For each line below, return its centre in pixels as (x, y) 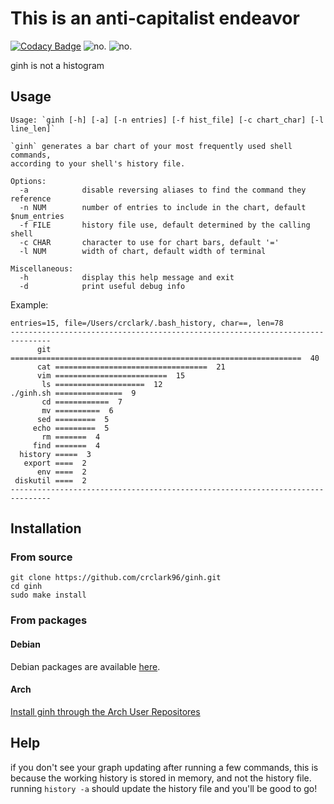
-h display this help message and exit (127, 277)
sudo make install (48, 595)
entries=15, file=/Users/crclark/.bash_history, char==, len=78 (147, 323)
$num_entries (37, 216)
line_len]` (33, 128)
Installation (46, 528)
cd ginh (26, 587)
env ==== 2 (61, 472)
